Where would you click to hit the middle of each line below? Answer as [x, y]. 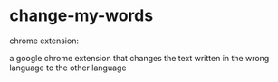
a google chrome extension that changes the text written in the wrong [139, 58]
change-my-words [81, 16]
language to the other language [68, 68]
